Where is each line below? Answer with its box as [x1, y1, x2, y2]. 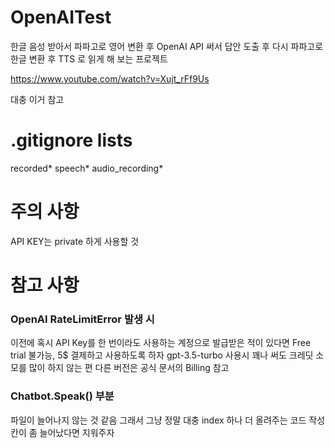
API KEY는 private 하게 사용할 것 [10, 235, 140, 247]
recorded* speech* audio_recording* [10, 162, 164, 174]
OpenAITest [10, 6, 112, 29]
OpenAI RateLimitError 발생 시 [10, 312, 155, 326]
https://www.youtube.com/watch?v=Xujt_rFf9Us [10, 72, 210, 85]
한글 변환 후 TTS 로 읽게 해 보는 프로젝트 [10, 52, 168, 65]
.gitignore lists [10, 129, 133, 152]
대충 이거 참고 [10, 93, 65, 105]
